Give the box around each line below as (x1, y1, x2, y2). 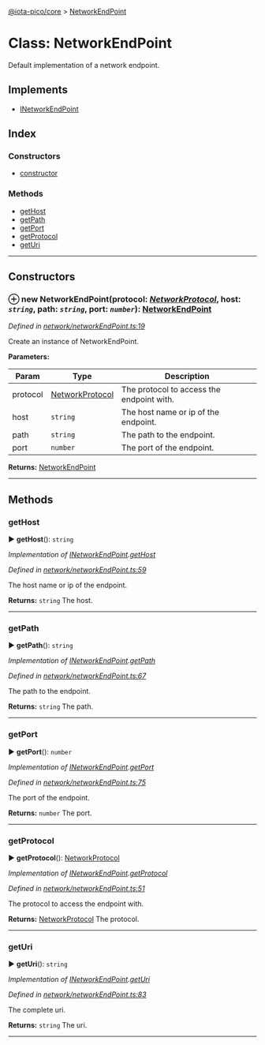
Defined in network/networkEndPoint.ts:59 (8, 565, 147, 575)
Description (164, 371, 211, 382)
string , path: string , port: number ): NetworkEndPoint (8, 304, 212, 315)
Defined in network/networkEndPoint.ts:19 (8, 321, 146, 331)
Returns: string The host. (8, 596, 93, 605)
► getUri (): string (8, 959, 69, 969)
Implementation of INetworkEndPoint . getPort (8, 762, 155, 772)
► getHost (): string (8, 534, 74, 544)
